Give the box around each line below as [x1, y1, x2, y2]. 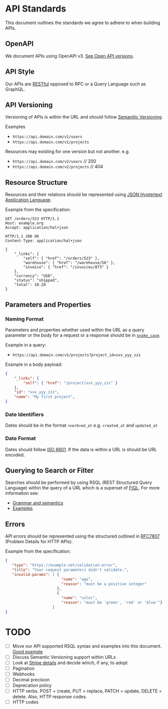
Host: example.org [5, 221, 44, 226]
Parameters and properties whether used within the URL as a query [5, 327, 144, 333]
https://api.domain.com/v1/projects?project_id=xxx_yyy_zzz [12, 352, 141, 357]
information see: [5, 490, 39, 496]
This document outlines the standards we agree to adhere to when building [5, 20, 160, 26]
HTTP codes [12, 699, 39, 705]
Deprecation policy [12, 682, 52, 688]
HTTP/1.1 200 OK [5, 234, 39, 239]
